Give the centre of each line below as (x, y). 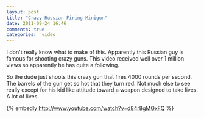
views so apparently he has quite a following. (63, 65)
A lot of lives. (23, 97)
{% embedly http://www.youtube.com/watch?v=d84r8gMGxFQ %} (90, 108)
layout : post (23, 12)
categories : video (31, 35)
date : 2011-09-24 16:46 (37, 23)
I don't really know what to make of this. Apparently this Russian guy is (95, 52)
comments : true (26, 29)
